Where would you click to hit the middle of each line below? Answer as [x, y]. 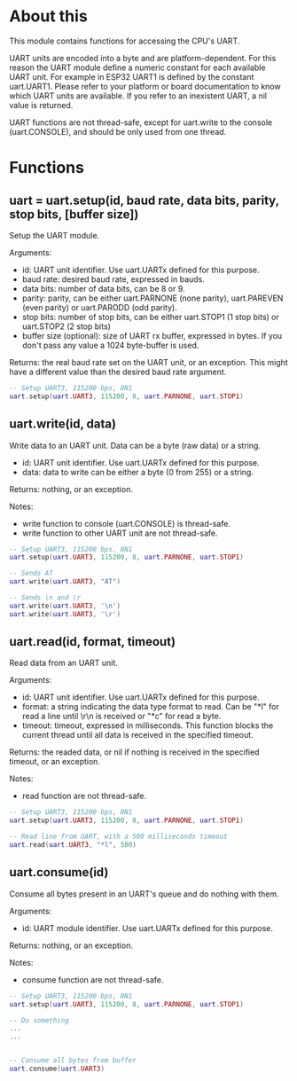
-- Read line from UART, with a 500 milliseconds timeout [118, 837]
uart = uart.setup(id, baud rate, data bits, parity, [144, 200]
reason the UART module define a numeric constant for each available [137, 67]
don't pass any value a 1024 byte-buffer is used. [110, 345]
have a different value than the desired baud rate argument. [118, 372]
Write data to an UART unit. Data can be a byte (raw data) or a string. [135, 445]
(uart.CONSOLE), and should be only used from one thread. [118, 131]
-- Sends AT [31, 574]
